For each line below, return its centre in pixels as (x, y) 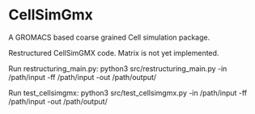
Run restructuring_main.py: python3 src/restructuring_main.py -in (118, 68)
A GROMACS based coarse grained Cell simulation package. (109, 37)
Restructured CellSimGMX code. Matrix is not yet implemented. (114, 53)
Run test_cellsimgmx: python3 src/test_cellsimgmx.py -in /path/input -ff (128, 93)
